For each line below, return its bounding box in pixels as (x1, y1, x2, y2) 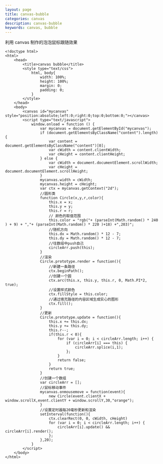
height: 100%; (40, 79, 69, 84)
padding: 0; (40, 88, 64, 93)
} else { (40, 156, 58, 161)
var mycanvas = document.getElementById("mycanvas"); (40, 126, 152, 131)
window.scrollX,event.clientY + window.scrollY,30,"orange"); (5, 398, 134, 403)
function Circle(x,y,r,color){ (40, 196, 104, 200)
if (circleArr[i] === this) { (66, 341, 128, 346)
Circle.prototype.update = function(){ (40, 315, 121, 320)
